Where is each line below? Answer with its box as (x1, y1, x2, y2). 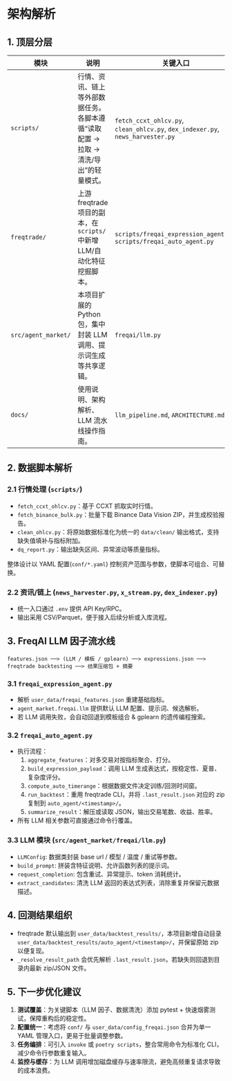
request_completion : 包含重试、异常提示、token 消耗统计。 (17, 870, 185, 878)
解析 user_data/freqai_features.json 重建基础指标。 (17, 696, 168, 704)
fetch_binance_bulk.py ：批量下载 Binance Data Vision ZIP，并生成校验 (17, 510, 219, 518)
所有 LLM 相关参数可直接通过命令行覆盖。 (17, 816, 137, 825)
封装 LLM (77, 330, 108, 340)
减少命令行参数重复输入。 (17, 1049, 90, 1057)
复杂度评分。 (27, 773, 64, 782)
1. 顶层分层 (7, 36, 53, 48)
